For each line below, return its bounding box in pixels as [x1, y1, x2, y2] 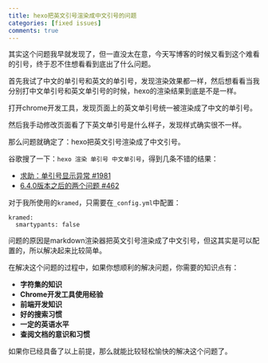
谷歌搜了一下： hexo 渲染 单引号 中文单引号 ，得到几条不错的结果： [8, 154, 219, 164]
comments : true [8, 26, 59, 34]
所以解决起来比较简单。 [29, 246, 106, 255]
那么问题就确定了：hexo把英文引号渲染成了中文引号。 [8, 137, 185, 147]
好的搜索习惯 [19, 310, 62, 319]
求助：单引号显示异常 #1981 [19, 171, 112, 180]
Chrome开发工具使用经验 [19, 290, 104, 299]
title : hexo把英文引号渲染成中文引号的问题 [8, 11, 137, 20]
